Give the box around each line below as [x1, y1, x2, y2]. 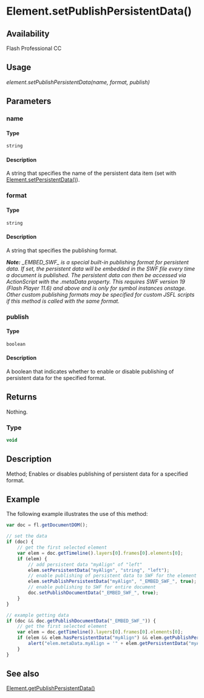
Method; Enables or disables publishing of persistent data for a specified [6, 470, 188, 478]
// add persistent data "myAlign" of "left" [28, 562, 143, 568]
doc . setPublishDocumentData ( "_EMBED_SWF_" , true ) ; [28, 590, 159, 596]
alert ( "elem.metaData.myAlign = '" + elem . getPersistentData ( [28, 641, 189, 647]
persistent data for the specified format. [6, 374, 106, 381]
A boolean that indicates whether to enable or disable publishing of [6, 367, 174, 375]
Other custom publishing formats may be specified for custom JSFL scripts [6, 291, 195, 298]
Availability [6, 29, 50, 39]
